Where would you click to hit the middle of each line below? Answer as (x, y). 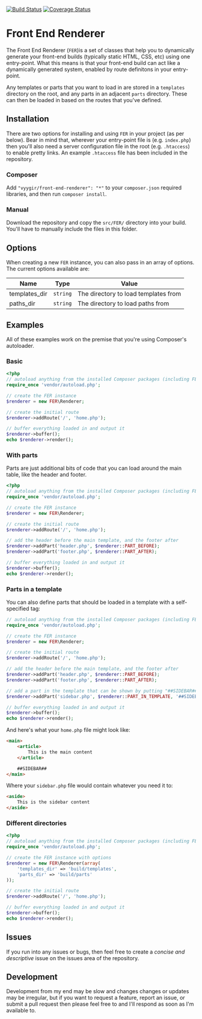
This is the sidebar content (54, 802)
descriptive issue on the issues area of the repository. (73, 958)
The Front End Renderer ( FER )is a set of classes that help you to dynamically (100, 50)
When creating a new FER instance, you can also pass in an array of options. (100, 263)
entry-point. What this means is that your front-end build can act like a (93, 62)
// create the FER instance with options (59, 858)
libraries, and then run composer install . (57, 194)
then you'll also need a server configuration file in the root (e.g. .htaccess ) (98, 146)
